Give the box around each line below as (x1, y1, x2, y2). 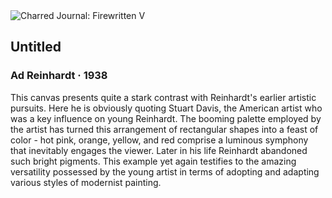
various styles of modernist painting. (10, 176, 162, 188)
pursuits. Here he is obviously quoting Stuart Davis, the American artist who (10, 102, 323, 114)
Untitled (10, 39, 62, 56)
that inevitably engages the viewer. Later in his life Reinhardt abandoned (10, 144, 308, 156)
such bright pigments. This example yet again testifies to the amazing (10, 155, 297, 167)
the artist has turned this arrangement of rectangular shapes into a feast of (10, 123, 319, 135)
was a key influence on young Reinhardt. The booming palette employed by (10, 112, 322, 124)
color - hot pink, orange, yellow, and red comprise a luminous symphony (10, 134, 309, 146)
